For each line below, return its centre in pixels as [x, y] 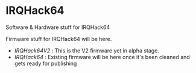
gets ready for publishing [46, 63]
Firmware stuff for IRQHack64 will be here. [59, 39]
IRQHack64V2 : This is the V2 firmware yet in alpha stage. [87, 50]
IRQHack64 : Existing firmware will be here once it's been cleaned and [102, 57]
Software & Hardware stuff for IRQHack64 [58, 27]
